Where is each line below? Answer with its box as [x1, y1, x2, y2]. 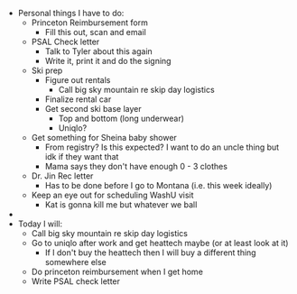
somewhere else [44, 257, 107, 267]
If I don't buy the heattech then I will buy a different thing [44, 247, 256, 258]
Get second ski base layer [44, 104, 142, 114]
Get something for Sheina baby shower [31, 133, 178, 142]
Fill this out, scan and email [44, 27, 146, 37]
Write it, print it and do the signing [44, 56, 172, 66]
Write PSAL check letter [31, 276, 120, 287]
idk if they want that [44, 152, 119, 161]
